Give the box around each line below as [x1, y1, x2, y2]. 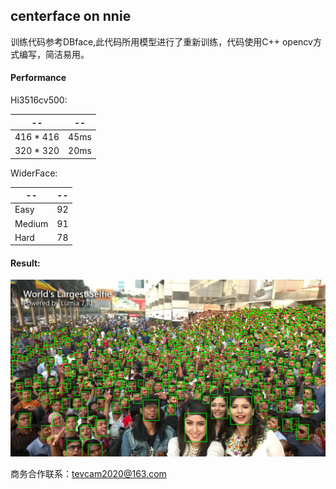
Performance [10, 72, 67, 84]
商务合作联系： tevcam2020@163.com [10, 468, 167, 480]
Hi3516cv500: [10, 94, 68, 106]
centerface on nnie [10, 8, 132, 25]
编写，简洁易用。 [18, 48, 90, 60]
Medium [14, 217, 49, 229]
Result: [10, 257, 41, 269]
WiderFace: [10, 167, 58, 179]
